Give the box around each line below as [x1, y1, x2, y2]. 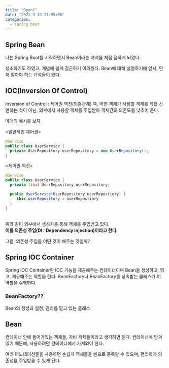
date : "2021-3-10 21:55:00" [5, 12, 65, 17]
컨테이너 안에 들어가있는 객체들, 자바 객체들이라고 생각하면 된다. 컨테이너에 [5, 334, 153, 340]
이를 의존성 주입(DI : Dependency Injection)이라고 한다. [5, 227, 118, 233]
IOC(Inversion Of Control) [5, 87, 88, 95]
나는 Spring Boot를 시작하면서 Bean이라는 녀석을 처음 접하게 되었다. [5, 54, 141, 61]
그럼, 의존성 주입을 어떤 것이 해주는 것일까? [5, 238, 90, 244]
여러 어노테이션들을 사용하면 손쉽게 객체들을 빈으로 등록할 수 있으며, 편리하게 [5, 351, 157, 357]
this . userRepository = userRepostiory [16, 196, 99, 201]
